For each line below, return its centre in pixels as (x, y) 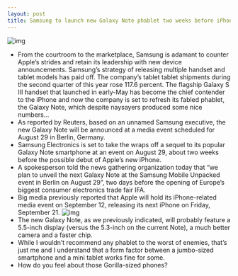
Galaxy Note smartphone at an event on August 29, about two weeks (118, 152)
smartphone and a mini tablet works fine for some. (91, 257)
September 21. (39, 212)
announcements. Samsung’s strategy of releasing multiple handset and (121, 69)
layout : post (27, 14)
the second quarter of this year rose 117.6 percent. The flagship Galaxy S (124, 84)
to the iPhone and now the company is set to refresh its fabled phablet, (121, 99)
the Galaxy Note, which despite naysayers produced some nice (110, 107)
